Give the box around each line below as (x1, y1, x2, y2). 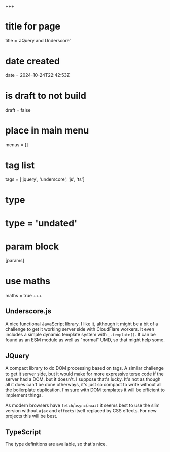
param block (5, 241, 59, 252)
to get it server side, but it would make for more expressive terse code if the (5, 370, 164, 377)
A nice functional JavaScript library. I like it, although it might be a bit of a (5, 321, 158, 327)
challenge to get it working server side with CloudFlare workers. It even (5, 326, 155, 332)
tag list (5, 159, 35, 171)
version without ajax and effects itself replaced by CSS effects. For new (5, 407, 157, 413)
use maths (5, 276, 51, 287)
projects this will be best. (5, 413, 57, 419)
